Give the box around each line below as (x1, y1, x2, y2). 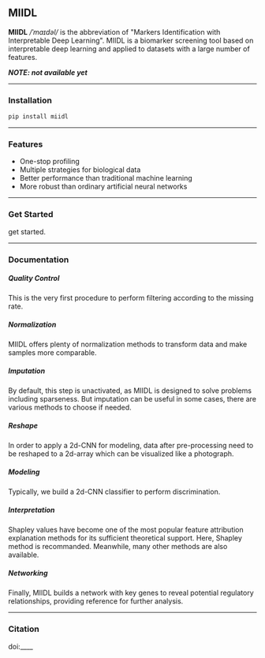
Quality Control (8, 274, 60, 283)
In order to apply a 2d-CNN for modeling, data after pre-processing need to (8, 441, 254, 451)
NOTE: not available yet (8, 67, 88, 77)
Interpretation (8, 505, 55, 514)
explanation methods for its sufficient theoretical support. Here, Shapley (8, 533, 243, 543)
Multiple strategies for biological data (19, 165, 141, 174)
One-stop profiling (19, 157, 80, 166)
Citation (8, 623, 39, 634)
